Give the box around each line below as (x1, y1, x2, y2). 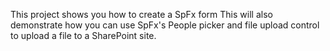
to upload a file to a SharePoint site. (10, 30, 157, 41)
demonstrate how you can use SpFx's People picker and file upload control (10, 19, 320, 31)
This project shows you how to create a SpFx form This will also (10, 9, 273, 20)
